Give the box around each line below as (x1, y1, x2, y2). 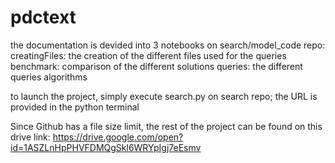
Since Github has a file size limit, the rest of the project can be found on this (10, 120, 323, 132)
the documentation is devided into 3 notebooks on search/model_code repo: (10, 39, 326, 51)
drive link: (10, 131, 51, 143)
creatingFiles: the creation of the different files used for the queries (10, 49, 287, 61)
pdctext (10, 6, 77, 29)
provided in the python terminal (10, 101, 140, 113)
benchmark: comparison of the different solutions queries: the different (10, 60, 303, 72)
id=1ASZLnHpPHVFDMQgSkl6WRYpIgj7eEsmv (10, 141, 202, 153)
